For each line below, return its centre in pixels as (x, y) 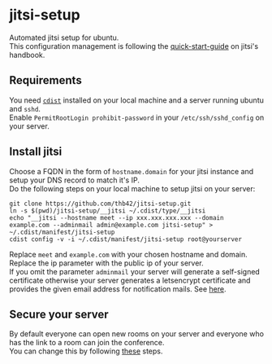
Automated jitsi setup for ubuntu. (64, 37)
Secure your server (59, 314)
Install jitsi (36, 152)
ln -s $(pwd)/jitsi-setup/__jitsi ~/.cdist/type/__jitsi (108, 211)
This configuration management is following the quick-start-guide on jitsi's (134, 46)
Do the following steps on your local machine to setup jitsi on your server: (132, 188)
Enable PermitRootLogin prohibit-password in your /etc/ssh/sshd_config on (137, 117)
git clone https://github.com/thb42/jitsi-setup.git (100, 204)
